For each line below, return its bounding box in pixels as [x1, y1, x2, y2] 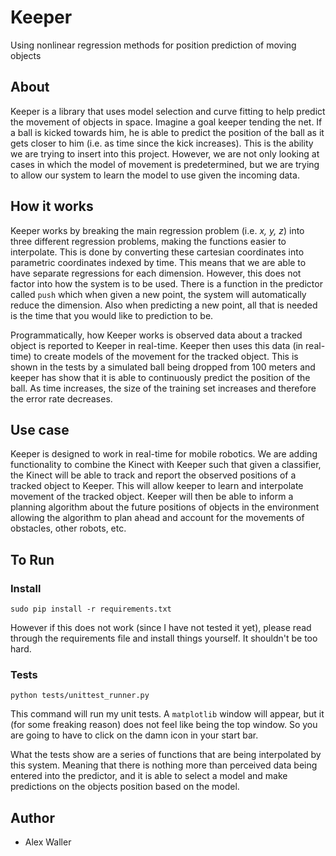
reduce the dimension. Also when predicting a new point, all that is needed [10, 299, 318, 311]
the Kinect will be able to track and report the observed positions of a [10, 469, 297, 481]
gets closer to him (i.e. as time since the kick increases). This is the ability [10, 137, 314, 149]
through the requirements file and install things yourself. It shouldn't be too [10, 632, 318, 645]
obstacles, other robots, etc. [10, 522, 127, 535]
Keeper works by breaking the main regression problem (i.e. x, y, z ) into [10, 224, 305, 236]
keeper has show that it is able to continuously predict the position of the [10, 371, 311, 383]
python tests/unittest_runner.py [10, 691, 150, 701]
